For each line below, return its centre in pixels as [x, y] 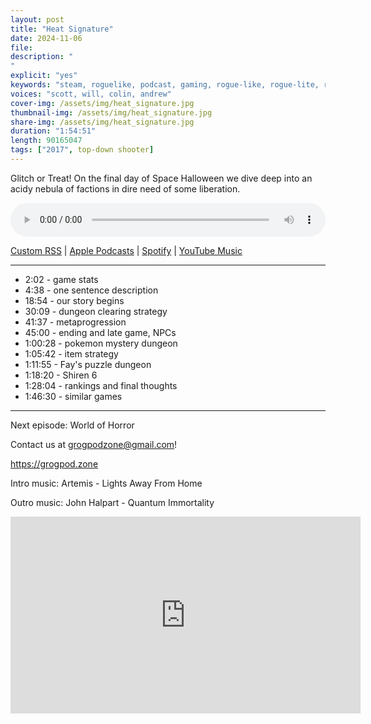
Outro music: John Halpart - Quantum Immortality [112, 502]
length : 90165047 [46, 141]
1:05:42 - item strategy [71, 353]
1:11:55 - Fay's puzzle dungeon [88, 364]
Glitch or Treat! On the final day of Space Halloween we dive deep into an [161, 178]
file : [21, 47]
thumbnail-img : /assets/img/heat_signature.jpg [111, 112]
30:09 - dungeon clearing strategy [96, 311]
